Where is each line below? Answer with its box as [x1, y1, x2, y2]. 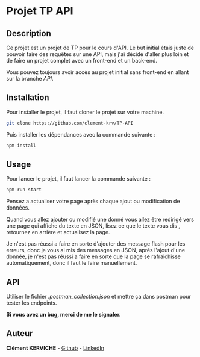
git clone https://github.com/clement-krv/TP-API [6, 120, 134, 126]
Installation [6, 92, 49, 103]
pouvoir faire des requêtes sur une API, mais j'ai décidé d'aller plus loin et [6, 51, 189, 58]
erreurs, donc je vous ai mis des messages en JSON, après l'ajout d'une [6, 247, 186, 254]
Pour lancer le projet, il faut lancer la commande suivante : [6, 175, 151, 182]
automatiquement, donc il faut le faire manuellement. [6, 259, 137, 267]
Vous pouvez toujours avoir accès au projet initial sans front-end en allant [6, 69, 189, 76]
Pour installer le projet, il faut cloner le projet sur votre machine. [6, 108, 164, 116]
